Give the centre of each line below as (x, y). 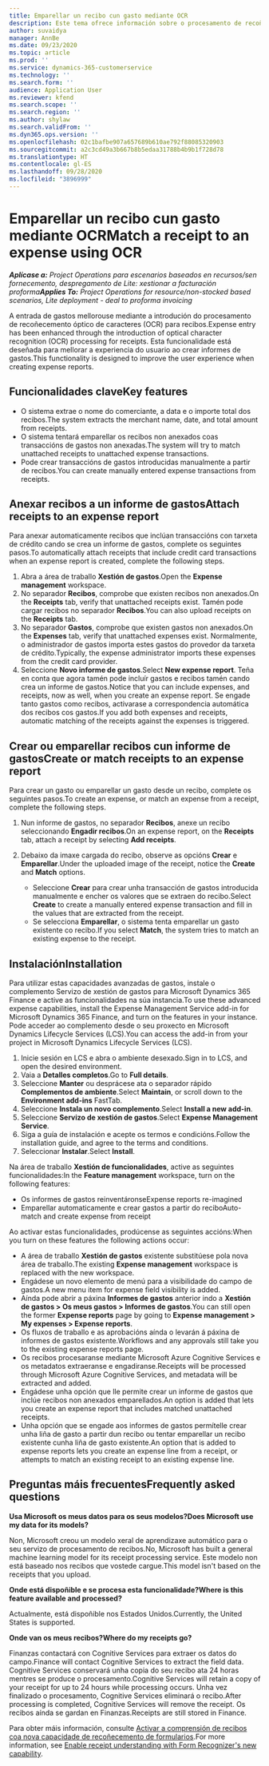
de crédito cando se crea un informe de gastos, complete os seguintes (125, 544)
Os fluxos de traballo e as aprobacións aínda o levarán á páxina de (130, 1332)
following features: (40, 1184)
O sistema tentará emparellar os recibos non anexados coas (119, 436)
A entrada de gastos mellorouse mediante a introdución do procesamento (130, 316)
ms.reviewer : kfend (42, 97)
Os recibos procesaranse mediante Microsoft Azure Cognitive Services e (140, 1358)
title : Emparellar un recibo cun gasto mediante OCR (99, 16)
